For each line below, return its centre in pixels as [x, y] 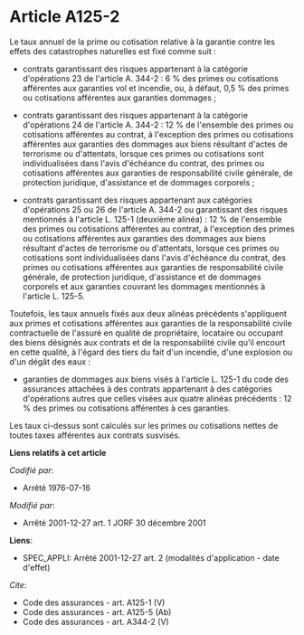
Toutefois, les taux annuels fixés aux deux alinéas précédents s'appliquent [148, 313]
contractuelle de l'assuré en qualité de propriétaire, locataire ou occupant [146, 333]
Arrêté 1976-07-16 [56, 488]
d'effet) [36, 567]
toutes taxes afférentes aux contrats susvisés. [95, 435]
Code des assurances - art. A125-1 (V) [94, 602]
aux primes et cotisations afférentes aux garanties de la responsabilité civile [151, 323]
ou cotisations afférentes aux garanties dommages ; [119, 98]
